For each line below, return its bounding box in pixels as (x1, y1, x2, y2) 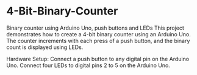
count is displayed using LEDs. (6, 44, 84, 51)
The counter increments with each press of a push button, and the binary (6, 37, 190, 44)
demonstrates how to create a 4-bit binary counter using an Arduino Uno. (6, 30, 191, 37)
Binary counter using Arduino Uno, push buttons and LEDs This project (6, 24, 185, 31)
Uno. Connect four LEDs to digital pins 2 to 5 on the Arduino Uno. (6, 62, 171, 69)
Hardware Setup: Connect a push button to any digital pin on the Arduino (6, 55, 190, 62)
